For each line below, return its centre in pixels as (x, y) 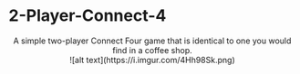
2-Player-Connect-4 (88, 16)
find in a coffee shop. (152, 50)
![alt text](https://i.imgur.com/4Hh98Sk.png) (152, 60)
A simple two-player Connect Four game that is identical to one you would (152, 41)
